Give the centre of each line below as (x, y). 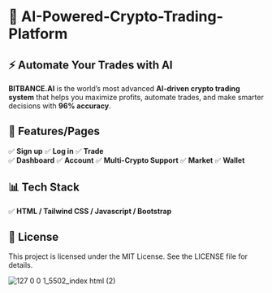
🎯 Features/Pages (54, 131)
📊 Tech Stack (44, 188)
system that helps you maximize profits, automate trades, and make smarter (136, 97)
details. (21, 265)
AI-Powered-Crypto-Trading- (122, 17)
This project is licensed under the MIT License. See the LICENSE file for (128, 256)
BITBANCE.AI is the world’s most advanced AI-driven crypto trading (125, 88)
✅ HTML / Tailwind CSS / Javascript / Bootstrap (90, 211)
